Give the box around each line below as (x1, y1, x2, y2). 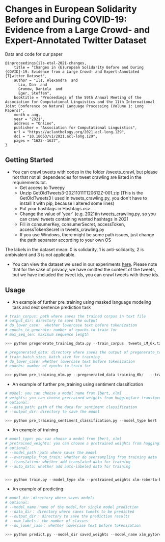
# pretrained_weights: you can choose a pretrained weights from (5, 441, 141, 446)
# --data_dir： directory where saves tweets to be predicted (5, 510, 134, 514)
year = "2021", (14, 117, 45, 122)
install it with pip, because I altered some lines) (19, 200, 114, 206)
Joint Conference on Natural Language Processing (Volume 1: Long (5, 103, 144, 109)
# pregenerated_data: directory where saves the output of (5, 350, 129, 355)
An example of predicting (12, 486, 64, 492)
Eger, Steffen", (18, 91, 52, 96)
